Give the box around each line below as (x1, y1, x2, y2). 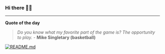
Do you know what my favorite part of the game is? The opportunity (17, 29, 156, 36)
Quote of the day (5, 20, 40, 26)
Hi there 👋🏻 (5, 4, 32, 11)
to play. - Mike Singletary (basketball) (17, 35, 96, 40)
